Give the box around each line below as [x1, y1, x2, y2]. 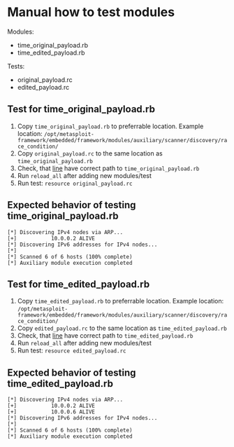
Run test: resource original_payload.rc [17, 179, 133, 187]
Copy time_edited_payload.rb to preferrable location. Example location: [17, 297, 224, 305]
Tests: [7, 62, 25, 70]
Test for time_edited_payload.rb [7, 278, 150, 290]
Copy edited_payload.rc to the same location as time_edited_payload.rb [17, 324, 227, 333]
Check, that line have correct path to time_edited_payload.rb [17, 331, 193, 340]
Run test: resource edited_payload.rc [17, 346, 126, 355]
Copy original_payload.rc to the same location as [17, 149, 163, 158]
